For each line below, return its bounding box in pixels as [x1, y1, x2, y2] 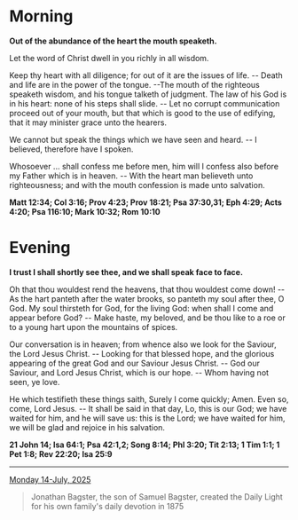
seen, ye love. [9, 376, 60, 387]
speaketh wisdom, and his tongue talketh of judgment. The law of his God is [9, 89, 287, 99]
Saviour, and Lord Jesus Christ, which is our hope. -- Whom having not [9, 366, 269, 378]
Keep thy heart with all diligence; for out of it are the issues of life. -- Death [9, 69, 283, 81]
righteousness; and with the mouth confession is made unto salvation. [9, 179, 265, 190]
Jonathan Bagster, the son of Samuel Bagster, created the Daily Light [30, 491, 284, 502]
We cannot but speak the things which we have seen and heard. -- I [9, 134, 257, 145]
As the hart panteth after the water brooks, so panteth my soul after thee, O [9, 293, 285, 303]
